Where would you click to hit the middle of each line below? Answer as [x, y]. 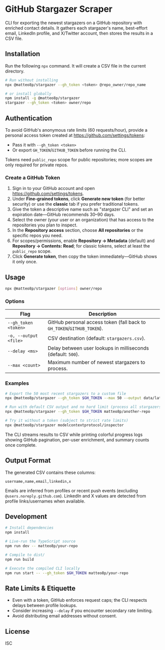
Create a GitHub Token [33, 178]
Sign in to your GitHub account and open [53, 188]
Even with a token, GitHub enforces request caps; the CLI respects [80, 600]
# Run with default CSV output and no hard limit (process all [71, 407]
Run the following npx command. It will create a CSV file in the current [76, 66]
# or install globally [28, 94]
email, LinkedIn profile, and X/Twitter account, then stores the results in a [79, 33]
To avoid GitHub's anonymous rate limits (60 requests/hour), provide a [76, 130]
